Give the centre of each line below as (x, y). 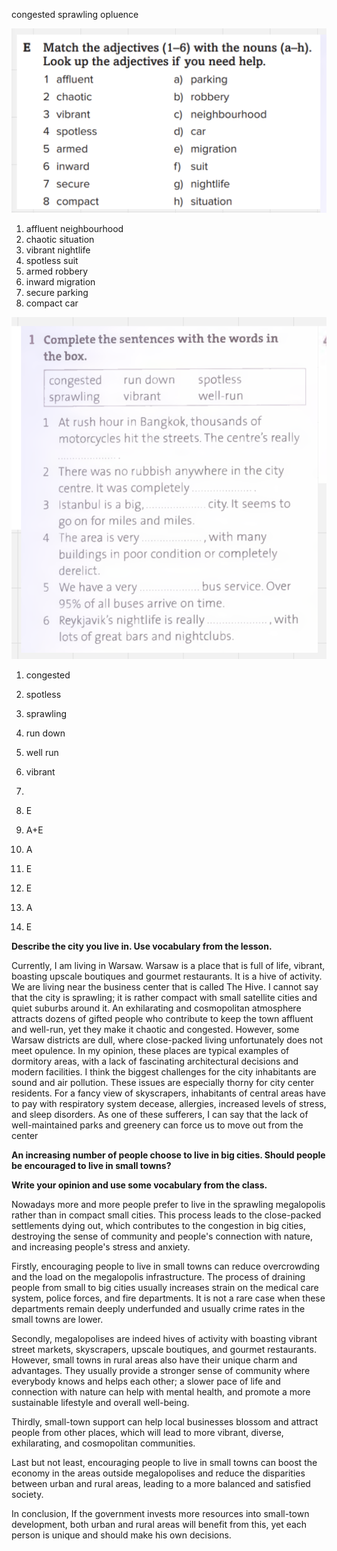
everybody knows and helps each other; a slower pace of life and (146, 1381)
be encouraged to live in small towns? (91, 1166)
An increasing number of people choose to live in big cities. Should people (168, 1155)
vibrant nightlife (58, 250)
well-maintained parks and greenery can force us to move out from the (157, 1125)
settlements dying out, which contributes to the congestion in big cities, (158, 1226)
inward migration (60, 281)
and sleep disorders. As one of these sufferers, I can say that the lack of (160, 1115)
